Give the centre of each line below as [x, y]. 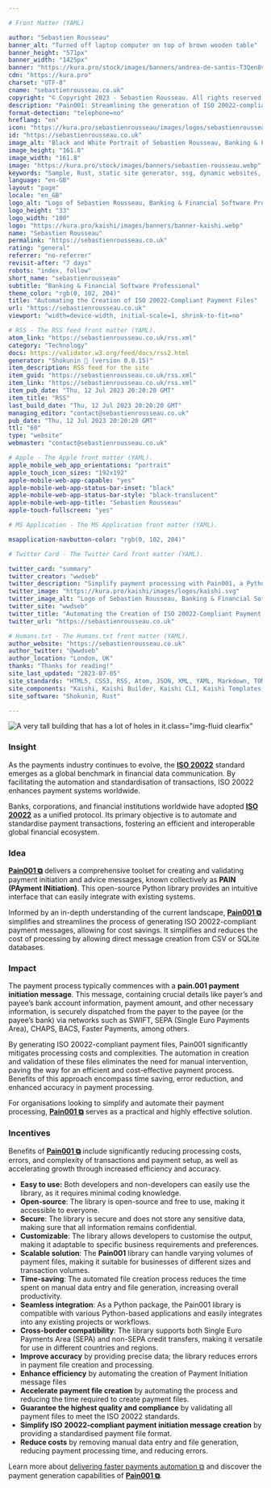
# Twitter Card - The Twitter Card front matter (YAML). [106, 554]
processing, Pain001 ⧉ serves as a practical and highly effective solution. [130, 1112]
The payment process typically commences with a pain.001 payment [124, 986]
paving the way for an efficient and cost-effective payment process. [121, 1070]
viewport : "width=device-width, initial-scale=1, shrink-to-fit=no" [126, 316]
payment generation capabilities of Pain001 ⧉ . [85, 1475]
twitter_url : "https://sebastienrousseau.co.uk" [92, 621]
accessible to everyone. [60, 1210]
